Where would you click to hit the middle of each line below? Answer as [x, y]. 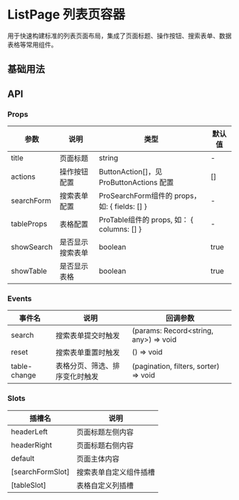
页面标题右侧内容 [105, 445]
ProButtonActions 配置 [136, 182]
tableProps [29, 224]
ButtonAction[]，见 [130, 172]
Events [20, 298]
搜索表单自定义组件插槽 [116, 472]
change [24, 375]
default [23, 458]
